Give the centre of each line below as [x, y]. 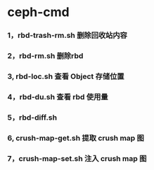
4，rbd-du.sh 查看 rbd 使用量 [58, 97]
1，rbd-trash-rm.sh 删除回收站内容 [68, 36]
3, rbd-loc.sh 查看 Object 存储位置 [66, 76]
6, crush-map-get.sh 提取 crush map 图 [76, 138]
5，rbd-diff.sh [32, 118]
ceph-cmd [39, 12]
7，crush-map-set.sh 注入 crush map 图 [77, 158]
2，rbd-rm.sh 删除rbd [45, 56]
